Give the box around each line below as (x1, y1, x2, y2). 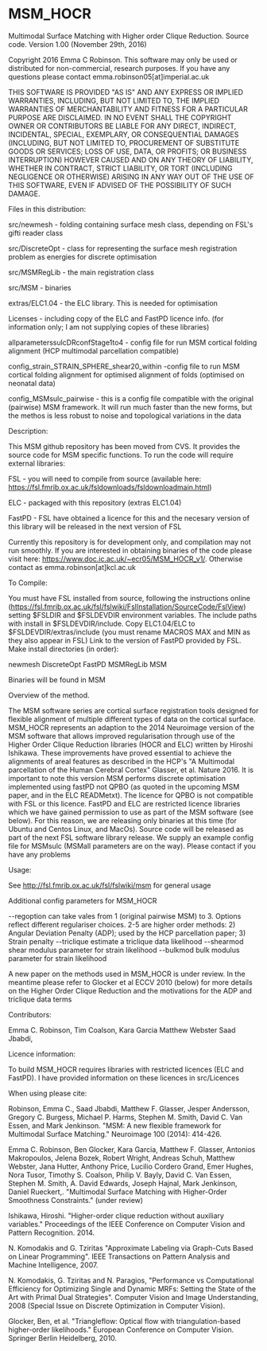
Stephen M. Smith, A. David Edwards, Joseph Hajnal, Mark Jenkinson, (8, 1178, 238, 1188)
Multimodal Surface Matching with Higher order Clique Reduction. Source (8, 31, 250, 41)
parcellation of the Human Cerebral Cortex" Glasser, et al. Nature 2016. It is (8, 765, 254, 775)
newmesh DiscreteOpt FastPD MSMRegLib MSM (8, 659, 167, 669)
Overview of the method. (8, 690, 90, 700)
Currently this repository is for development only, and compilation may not (8, 537, 252, 546)
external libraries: (8, 459, 66, 468)
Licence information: (8, 1048, 75, 1059)
